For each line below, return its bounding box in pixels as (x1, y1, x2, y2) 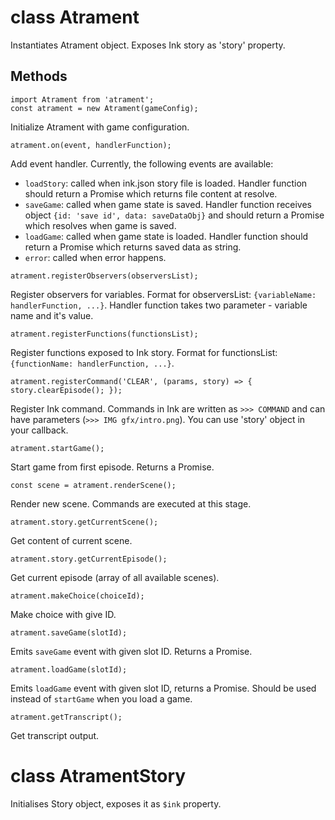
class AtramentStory (10, 764, 187, 787)
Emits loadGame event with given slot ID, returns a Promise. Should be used (10, 682, 317, 694)
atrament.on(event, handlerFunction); (10, 140, 172, 150)
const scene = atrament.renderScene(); (10, 480, 177, 490)
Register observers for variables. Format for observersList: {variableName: (10, 288, 317, 300)
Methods (10, 68, 68, 85)
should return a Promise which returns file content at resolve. (24, 187, 278, 200)
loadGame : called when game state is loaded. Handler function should (24, 230, 309, 242)
